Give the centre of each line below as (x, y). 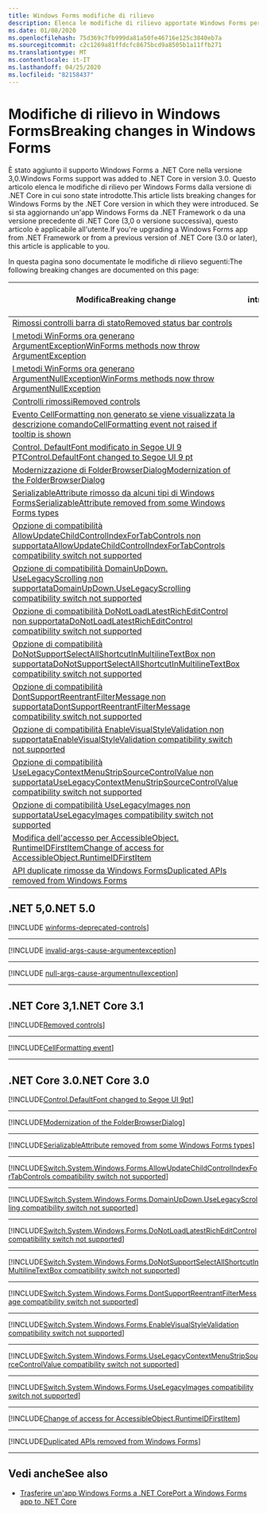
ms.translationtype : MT (48, 52)
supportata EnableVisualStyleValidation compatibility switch (122, 739)
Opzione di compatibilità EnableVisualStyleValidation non (118, 729)
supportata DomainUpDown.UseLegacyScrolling (102, 588)
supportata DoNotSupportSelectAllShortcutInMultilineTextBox (126, 663)
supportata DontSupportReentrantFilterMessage (101, 706)
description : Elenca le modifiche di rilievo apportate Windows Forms (128, 23)
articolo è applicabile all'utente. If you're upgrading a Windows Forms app (128, 229)
